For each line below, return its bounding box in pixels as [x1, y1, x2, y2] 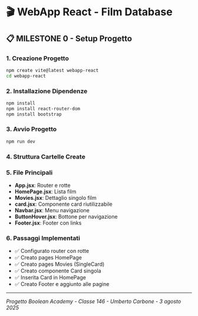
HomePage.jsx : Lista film [14, 187, 77, 195]
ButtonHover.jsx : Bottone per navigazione [14, 213, 118, 220]
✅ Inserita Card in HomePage [14, 274, 87, 281]
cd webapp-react [6, 73, 46, 79]
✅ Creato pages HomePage [14, 254, 82, 261]
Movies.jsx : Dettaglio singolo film [14, 194, 97, 201]
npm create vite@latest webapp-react [6, 67, 99, 73]
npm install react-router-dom [6, 106, 81, 111]
